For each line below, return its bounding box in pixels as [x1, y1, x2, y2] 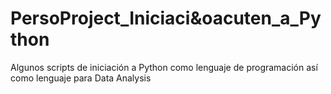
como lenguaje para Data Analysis [10, 72, 152, 84]
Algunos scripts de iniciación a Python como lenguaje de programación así [10, 61, 318, 73]
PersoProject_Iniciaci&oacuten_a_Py [10, 7, 322, 30]
